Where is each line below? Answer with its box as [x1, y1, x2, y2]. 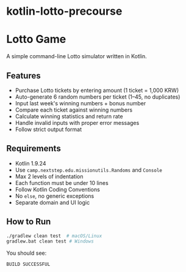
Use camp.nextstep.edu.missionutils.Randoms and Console [15, 166, 163, 173]
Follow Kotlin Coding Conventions [15, 186, 101, 193]
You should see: [6, 249, 47, 257]
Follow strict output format [15, 126, 82, 133]
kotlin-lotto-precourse [6, 4, 123, 18]
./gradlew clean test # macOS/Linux [6, 233, 102, 239]
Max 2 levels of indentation [15, 173, 84, 180]
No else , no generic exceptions [15, 192, 95, 200]
